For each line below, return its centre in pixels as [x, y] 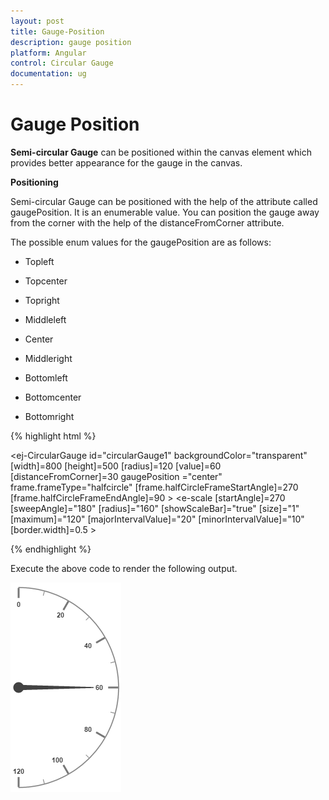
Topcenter [46, 281]
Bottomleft [46, 377]
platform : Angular [48, 53]
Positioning [34, 182]
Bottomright [49, 416]
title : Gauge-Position [57, 31]
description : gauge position [71, 42]
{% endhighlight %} [51, 549]
